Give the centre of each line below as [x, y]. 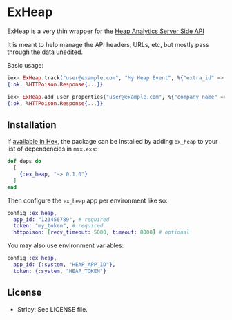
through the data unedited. [45, 52]
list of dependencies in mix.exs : [52, 149]
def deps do [24, 162]
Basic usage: [26, 65]
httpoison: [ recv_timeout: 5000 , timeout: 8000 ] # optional [101, 232]
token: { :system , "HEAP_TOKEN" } [60, 271]
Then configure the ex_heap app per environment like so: [87, 200]
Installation [32, 125]
